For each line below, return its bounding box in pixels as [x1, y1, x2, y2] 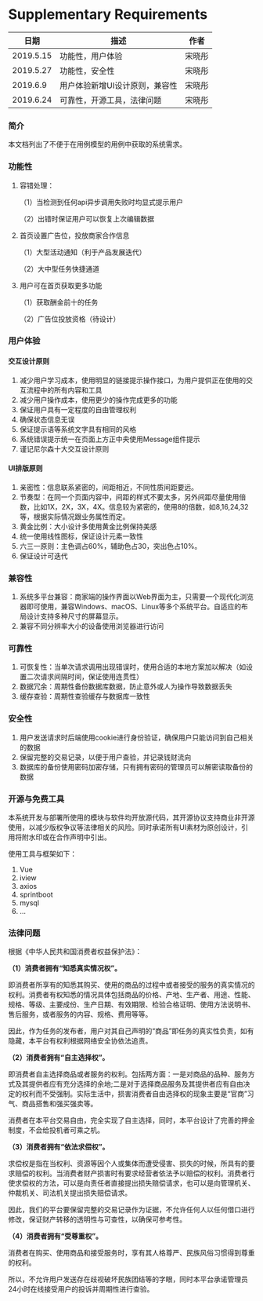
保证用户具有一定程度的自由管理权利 [19, 404, 137, 414]
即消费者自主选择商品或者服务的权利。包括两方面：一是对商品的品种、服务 [8, 1069, 248, 1079]
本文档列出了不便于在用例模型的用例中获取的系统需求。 [8, 140, 186, 149]
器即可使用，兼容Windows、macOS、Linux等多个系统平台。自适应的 [19, 602, 242, 612]
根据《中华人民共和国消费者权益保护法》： [8, 947, 142, 956]
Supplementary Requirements [8, 5, 208, 24]
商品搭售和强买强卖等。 [21, 1099, 98, 1109]
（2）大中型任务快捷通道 [19, 264, 100, 273]
